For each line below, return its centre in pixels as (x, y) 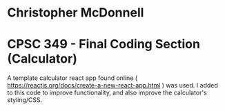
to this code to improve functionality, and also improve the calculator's (107, 93)
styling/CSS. (25, 100)
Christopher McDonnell (76, 13)
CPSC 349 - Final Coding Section (104, 44)
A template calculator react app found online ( (72, 78)
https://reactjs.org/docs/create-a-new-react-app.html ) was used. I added (113, 85)
